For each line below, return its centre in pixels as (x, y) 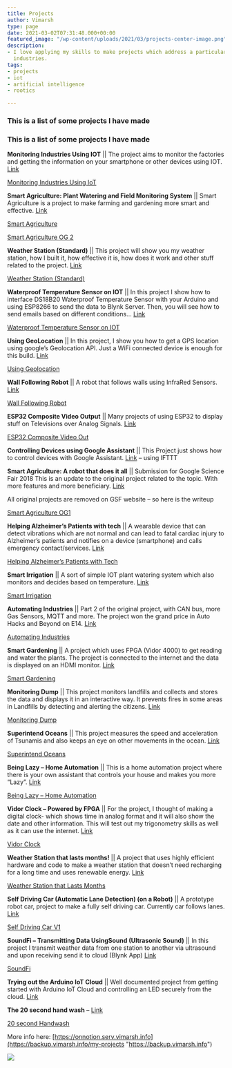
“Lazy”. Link (24, 782)
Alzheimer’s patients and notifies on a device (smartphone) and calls (105, 541)
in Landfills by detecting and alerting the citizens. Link (84, 707)
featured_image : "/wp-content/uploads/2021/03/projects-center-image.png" (117, 39)
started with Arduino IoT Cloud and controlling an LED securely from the (109, 989)
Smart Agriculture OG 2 (40, 237)
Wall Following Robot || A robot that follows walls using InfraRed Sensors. (112, 382)
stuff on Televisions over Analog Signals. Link (72, 424)
